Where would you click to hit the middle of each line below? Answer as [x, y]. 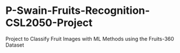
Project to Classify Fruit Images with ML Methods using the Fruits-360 [90, 39]
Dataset [15, 45]
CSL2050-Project [49, 23]
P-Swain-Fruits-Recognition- [78, 11]
